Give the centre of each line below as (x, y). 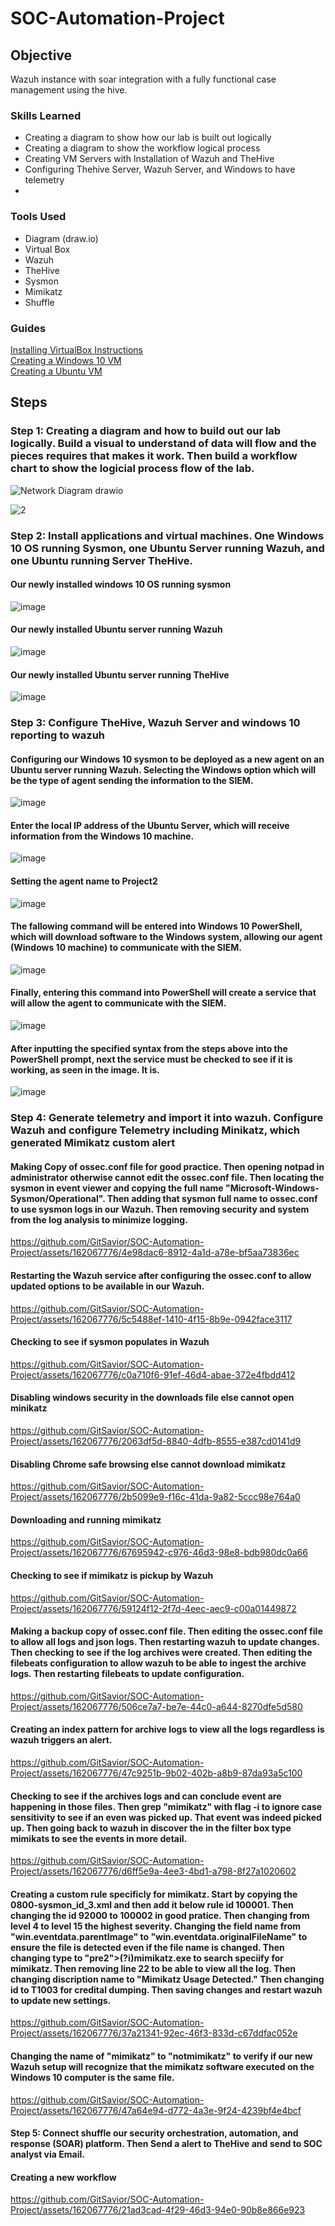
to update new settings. (61, 2000)
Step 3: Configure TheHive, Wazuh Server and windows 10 (155, 723)
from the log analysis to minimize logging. (99, 1219)
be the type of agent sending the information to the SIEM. (132, 780)
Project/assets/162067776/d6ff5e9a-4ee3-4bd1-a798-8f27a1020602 (153, 1871)
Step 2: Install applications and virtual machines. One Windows (167, 535)
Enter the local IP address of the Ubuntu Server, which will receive (150, 825)
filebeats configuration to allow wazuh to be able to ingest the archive (158, 1663)
